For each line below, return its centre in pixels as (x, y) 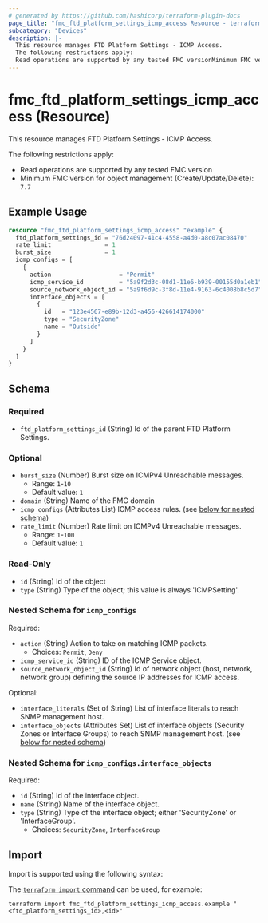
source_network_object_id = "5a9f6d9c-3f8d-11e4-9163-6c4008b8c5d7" (146, 289)
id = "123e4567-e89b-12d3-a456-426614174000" (124, 312)
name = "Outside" (73, 327)
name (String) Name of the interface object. (89, 804)
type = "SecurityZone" (81, 319)
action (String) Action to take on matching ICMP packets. (114, 643)
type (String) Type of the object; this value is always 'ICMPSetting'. (129, 590)
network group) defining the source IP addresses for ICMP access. (130, 677)
